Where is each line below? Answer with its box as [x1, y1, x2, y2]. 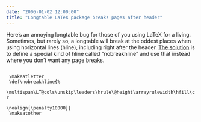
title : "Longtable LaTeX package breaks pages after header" [6, 14, 163, 20]
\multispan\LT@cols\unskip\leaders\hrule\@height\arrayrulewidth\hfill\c [6, 89, 196, 95]
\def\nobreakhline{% [8, 79, 61, 85]
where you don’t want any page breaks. [6, 56, 105, 64]
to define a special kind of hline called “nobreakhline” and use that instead [6, 50, 191, 57]
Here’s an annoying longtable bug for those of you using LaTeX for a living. [6, 31, 191, 38]
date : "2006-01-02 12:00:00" [6, 8, 79, 15]
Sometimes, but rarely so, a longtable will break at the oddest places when [6, 37, 191, 44]
